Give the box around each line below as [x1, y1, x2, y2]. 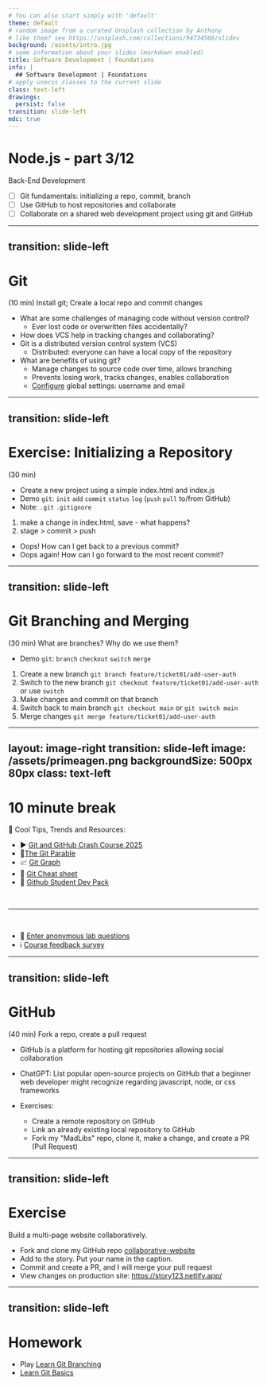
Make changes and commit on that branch [19, 694, 159, 704]
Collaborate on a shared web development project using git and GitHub [19, 208, 253, 219]
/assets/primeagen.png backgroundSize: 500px [8, 755, 253, 768]
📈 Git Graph [19, 858, 61, 867]
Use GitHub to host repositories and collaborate [19, 200, 176, 209]
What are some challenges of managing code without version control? [19, 313, 250, 323]
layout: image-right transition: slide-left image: [8, 742, 246, 755]
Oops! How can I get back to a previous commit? [19, 541, 180, 551]
